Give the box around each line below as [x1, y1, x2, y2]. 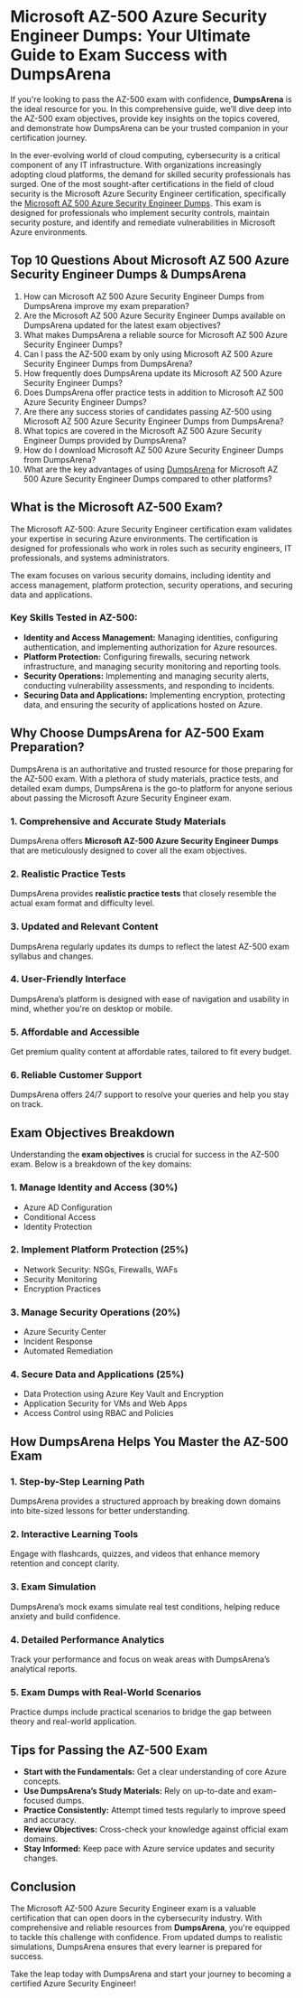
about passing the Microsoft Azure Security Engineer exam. [10, 793, 233, 803]
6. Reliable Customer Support [10, 1069, 142, 1082]
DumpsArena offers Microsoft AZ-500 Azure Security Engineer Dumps [10, 835, 279, 846]
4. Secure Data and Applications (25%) [10, 1368, 185, 1381]
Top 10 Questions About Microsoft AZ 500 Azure [10, 253, 289, 268]
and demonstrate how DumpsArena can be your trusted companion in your [10, 122, 289, 133]
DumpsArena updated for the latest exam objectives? [23, 319, 222, 331]
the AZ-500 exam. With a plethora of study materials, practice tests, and [10, 773, 279, 783]
